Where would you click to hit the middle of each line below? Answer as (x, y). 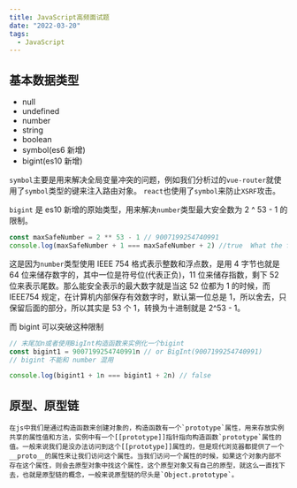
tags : (19, 34)
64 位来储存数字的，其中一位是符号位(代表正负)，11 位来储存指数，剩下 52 (144, 274)
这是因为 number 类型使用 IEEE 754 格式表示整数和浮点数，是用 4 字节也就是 (145, 263)
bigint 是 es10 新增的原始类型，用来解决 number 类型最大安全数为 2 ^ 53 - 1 (144, 210)
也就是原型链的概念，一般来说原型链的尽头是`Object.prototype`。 (130, 475)
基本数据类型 (44, 80)
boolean (37, 140)
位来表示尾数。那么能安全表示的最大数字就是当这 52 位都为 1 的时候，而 (140, 286)
